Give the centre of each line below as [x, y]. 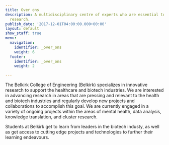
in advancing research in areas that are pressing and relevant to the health [82, 96]
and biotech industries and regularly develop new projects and [70, 101]
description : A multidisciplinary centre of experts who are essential [82, 15]
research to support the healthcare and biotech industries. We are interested [84, 90]
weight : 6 [25, 52]
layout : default [22, 29]
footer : [18, 57]
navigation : [22, 43]
